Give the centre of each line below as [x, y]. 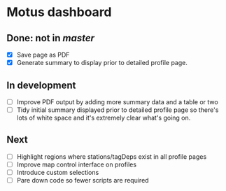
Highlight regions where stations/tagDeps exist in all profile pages [112, 156]
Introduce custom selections [58, 172]
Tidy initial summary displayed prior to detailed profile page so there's [118, 110]
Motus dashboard [59, 12]
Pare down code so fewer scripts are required [83, 181]
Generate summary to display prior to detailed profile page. [102, 63]
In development [41, 85]
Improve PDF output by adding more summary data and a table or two [117, 101]
